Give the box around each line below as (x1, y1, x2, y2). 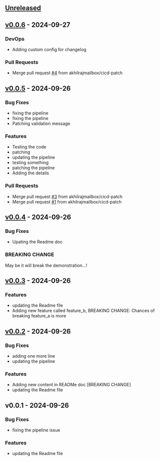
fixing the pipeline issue (12, 427, 60, 433)
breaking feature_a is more (12, 313, 67, 319)
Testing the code (12, 144, 46, 150)
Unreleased (5, 4, 42, 12)
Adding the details (12, 170, 49, 176)
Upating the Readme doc (12, 239, 63, 245)
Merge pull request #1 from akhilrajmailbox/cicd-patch (12, 199, 122, 204)
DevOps (5, 35, 25, 42)
